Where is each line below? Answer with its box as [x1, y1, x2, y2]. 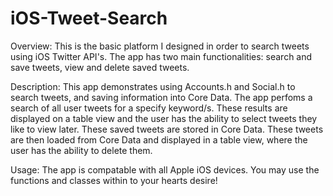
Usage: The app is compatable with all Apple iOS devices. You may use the [10, 163, 320, 176]
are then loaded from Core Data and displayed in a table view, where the [10, 133, 308, 146]
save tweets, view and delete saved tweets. [10, 61, 190, 73]
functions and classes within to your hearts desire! [10, 174, 218, 186]
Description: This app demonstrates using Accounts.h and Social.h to [10, 80, 296, 92]
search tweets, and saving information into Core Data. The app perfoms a [10, 91, 313, 103]
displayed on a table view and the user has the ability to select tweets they [10, 112, 318, 124]
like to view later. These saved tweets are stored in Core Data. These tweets [10, 123, 324, 135]
